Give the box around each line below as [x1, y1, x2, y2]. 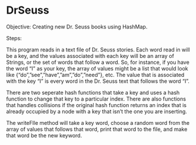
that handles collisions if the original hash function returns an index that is [6, 101, 187, 108]
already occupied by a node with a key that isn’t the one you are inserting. [6, 108, 187, 115]
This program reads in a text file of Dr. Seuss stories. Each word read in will [6, 46, 190, 53]
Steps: [6, 34, 22, 41]
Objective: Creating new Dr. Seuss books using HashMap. [6, 23, 148, 30]
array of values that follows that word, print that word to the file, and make [6, 125, 188, 133]
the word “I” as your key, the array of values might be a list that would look [6, 65, 188, 72]
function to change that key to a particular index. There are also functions [6, 95, 186, 102]
